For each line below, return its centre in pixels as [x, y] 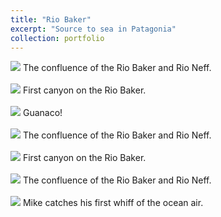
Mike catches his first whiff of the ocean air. [113, 203]
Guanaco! [42, 113]
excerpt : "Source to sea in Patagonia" [93, 29]
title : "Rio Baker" [51, 19]
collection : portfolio [57, 38]
